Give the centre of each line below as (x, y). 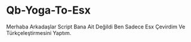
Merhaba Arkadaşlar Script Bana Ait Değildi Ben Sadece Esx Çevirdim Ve (96, 27)
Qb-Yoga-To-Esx (48, 10)
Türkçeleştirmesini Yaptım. (39, 33)
